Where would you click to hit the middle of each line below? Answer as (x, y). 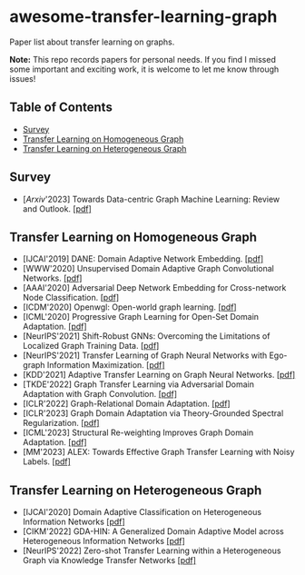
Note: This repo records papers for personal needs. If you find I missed (143, 59)
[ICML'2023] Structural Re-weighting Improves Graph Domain (138, 432)
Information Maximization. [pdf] (106, 365)
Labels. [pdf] (46, 461)
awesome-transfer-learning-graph (143, 17)
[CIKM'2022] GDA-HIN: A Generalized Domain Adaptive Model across (153, 531)
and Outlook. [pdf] (57, 208)
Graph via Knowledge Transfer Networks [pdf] (109, 560)
